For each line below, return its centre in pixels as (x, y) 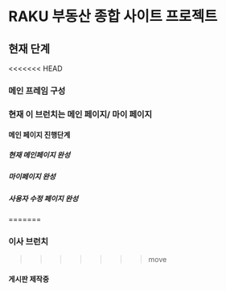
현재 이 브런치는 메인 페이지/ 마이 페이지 (80, 114)
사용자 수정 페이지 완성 (43, 199)
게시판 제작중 (29, 279)
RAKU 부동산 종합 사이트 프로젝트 (113, 16)
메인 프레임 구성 (37, 91)
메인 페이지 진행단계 (39, 135)
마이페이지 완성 (32, 177)
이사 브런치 (29, 242)
